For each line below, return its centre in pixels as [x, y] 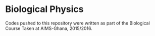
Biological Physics [44, 9]
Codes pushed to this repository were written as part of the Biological [77, 23]
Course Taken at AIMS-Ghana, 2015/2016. [49, 28]
